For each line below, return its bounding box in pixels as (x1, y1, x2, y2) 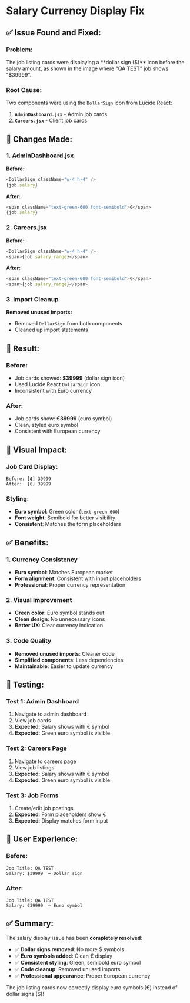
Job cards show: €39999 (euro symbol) (14, 415, 112, 422)
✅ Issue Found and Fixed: (6, 28, 101, 38)
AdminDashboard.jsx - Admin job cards (14, 111, 108, 118)
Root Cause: (6, 85, 42, 94)
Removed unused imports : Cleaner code (14, 650, 115, 657)
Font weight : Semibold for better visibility (14, 514, 116, 521)
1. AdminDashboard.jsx (6, 152, 74, 160)
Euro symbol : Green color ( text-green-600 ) (14, 508, 120, 515)
